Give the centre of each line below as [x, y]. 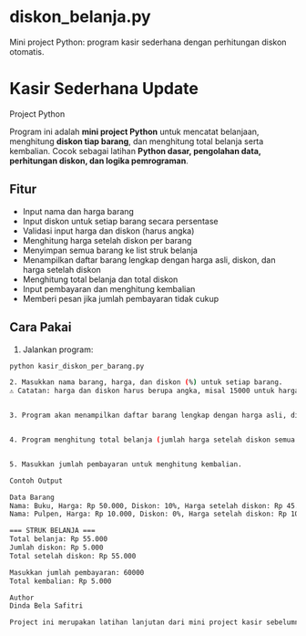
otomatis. [27, 51]
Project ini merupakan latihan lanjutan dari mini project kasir [136, 622]
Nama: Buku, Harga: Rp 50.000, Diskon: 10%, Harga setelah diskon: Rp [146, 506]
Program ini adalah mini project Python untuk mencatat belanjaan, [134, 131]
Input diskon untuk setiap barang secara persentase [120, 221]
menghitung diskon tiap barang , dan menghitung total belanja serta [137, 141]
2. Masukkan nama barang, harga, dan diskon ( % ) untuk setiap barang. [146, 382]
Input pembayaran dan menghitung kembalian [109, 288]
